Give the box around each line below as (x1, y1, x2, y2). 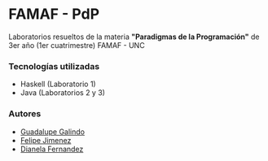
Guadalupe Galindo (20, 127, 86, 137)
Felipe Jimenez (20, 135, 72, 145)
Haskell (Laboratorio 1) (20, 79, 96, 89)
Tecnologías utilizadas (8, 60, 100, 72)
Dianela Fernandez (20, 144, 84, 154)
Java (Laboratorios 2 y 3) (20, 88, 106, 98)
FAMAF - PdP (8, 5, 100, 24)
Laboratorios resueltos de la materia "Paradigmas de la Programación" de (8, 32, 260, 41)
